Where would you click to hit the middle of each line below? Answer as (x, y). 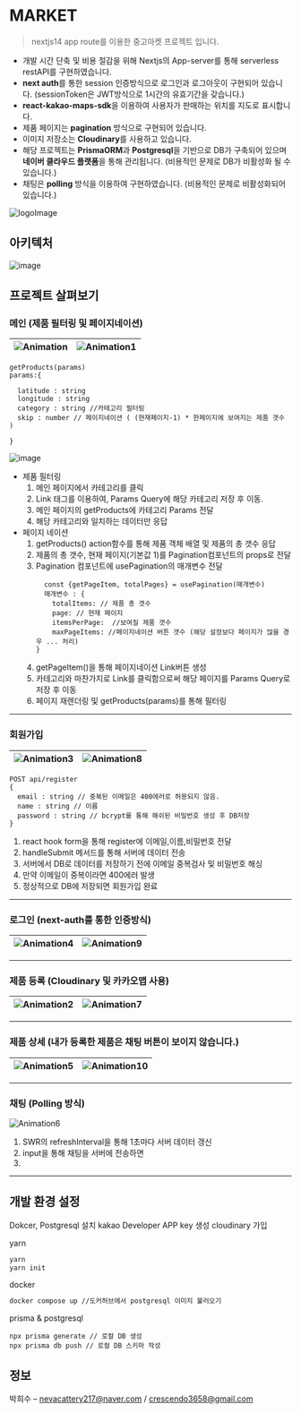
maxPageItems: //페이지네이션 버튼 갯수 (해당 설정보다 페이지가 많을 (166, 632)
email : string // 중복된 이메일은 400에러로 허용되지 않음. (119, 796)
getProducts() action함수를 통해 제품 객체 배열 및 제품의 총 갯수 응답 (155, 544)
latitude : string (52, 391)
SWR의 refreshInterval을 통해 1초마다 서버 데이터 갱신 (117, 1142)
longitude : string (54, 399)
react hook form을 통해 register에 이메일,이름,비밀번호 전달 (127, 841)
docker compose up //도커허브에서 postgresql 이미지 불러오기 (116, 1301)
